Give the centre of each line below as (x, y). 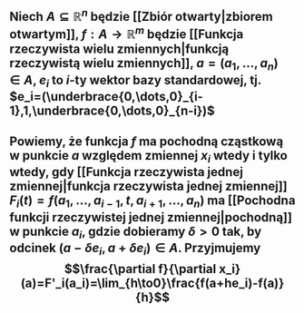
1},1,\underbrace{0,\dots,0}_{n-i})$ (112, 110)
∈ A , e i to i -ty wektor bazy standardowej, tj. (135, 81)
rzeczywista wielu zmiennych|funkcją (119, 49)
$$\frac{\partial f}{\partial (140, 269)
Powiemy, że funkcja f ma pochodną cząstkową (147, 142)
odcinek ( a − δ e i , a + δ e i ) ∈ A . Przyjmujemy (135, 249)
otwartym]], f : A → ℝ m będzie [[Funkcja (127, 33)
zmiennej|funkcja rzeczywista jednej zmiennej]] (148, 186)
